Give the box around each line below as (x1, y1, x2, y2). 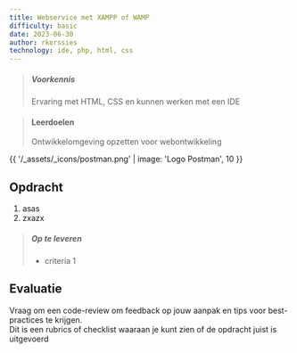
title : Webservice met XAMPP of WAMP (9, 12, 150, 22)
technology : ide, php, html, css (9, 46, 134, 55)
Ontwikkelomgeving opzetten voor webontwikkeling (30, 136, 222, 147)
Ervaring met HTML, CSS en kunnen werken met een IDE (30, 96, 241, 107)
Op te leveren (30, 233, 82, 243)
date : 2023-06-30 (9, 29, 74, 38)
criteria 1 (44, 256, 77, 267)
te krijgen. (45, 314, 83, 325)
